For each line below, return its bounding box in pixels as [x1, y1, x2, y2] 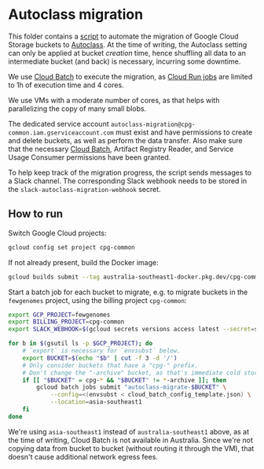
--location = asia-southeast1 [49, 398, 143, 406]
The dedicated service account [8, 119, 110, 128]
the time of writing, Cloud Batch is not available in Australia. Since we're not [8, 435, 253, 445]
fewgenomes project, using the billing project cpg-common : [8, 295, 187, 305]
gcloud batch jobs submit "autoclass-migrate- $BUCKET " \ [36, 383, 226, 391]
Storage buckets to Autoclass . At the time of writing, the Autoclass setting [8, 39, 247, 49]
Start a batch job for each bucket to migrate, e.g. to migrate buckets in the [8, 287, 248, 297]
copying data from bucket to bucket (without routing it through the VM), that [8, 443, 255, 453]
